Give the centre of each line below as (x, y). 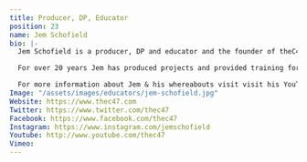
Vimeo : (22, 144)
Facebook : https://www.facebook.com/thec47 (94, 118)
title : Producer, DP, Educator (69, 18)
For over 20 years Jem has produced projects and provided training (151, 68)
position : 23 (34, 26)
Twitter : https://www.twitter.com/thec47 (90, 110)
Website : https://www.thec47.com (73, 101)
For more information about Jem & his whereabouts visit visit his (149, 85)
